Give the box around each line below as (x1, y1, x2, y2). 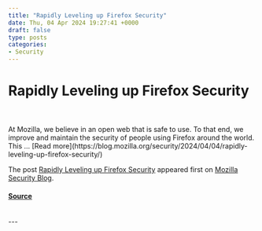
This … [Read (8, 141, 51, 150)
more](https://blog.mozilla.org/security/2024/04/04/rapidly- (52, 141, 248, 150)
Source (8, 191, 33, 200)
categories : (8, 41, 47, 49)
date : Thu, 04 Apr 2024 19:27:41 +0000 (8, 19, 139, 27)
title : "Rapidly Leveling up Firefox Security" (8, 11, 168, 20)
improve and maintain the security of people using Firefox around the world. (8, 133, 255, 142)
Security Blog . (8, 173, 54, 182)
